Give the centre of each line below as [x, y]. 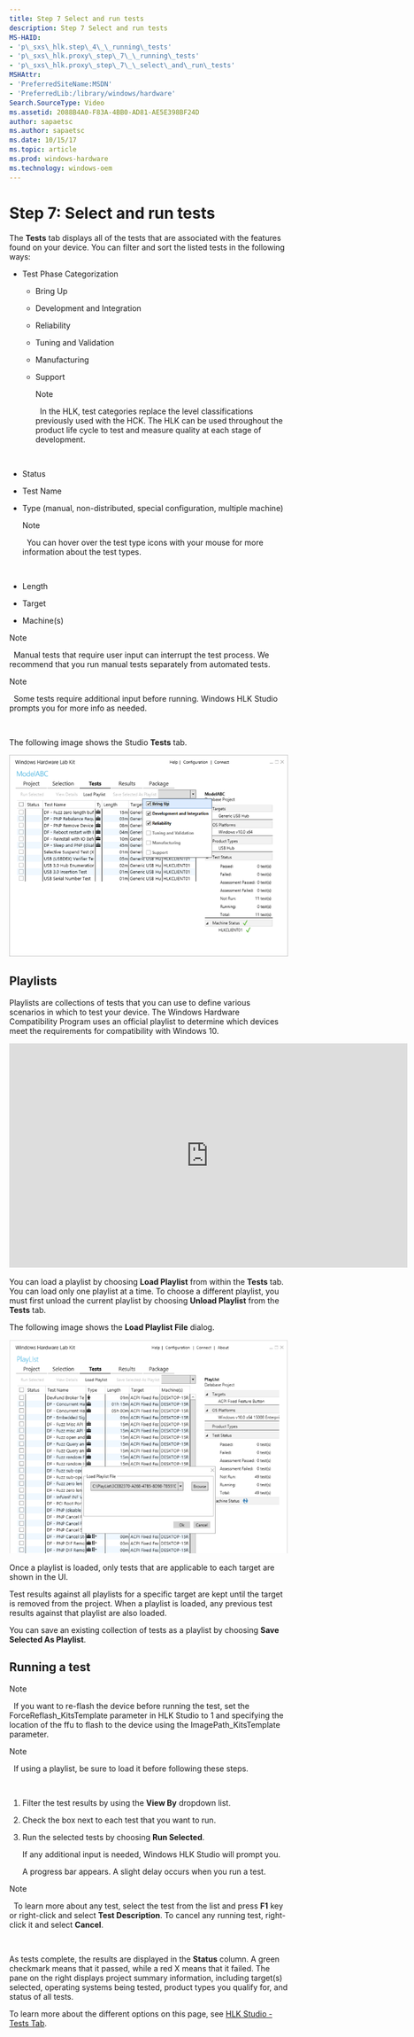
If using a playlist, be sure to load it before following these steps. [131, 1769]
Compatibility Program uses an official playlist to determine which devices [144, 1021]
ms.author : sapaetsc [47, 131]
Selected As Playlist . [48, 1639]
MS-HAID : [25, 37]
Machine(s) [43, 620]
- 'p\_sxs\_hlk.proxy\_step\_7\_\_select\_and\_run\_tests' [123, 66]
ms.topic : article [43, 150]
